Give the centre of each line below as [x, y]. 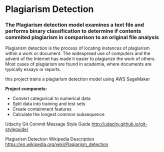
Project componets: [26, 89]
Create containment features [42, 109]
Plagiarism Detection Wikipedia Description [50, 139]
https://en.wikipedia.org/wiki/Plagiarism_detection [57, 144]
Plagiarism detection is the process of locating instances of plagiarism [77, 48]
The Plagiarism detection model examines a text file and [74, 25]
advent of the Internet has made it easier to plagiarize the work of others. [80, 59]
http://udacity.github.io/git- [119, 124]
